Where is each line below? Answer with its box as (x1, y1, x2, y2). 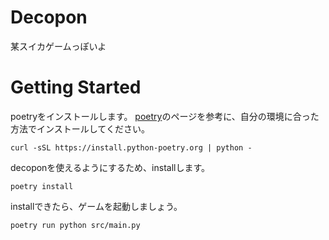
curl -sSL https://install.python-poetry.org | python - (10, 142, 253, 153)
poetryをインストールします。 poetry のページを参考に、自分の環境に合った (10, 110, 320, 122)
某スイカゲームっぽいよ (10, 40, 107, 52)
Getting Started (10, 76, 142, 99)
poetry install (10, 181, 74, 191)
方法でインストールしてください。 (10, 122, 150, 135)
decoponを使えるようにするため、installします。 (10, 161, 211, 173)
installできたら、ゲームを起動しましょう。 (10, 200, 183, 212)
